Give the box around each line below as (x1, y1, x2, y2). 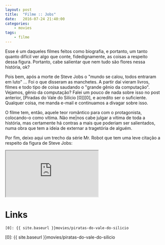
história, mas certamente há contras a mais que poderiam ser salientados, (5, 120, 156, 126)
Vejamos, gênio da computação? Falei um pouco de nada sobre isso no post (5, 89, 160, 95)
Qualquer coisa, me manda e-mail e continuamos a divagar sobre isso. (5, 100, 149, 106)
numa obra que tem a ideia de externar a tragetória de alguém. (5, 125, 132, 131)
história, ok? (5, 64, 30, 70)
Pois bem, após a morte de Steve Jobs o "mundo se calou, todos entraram (5, 74, 157, 80)
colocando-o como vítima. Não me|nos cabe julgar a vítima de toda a (5, 115, 145, 121)
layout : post (5, 7, 32, 12)
